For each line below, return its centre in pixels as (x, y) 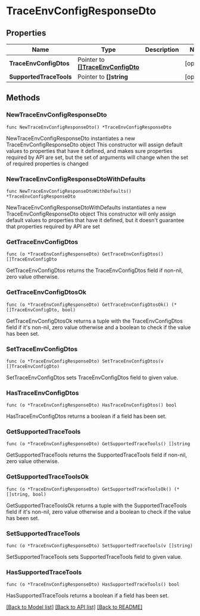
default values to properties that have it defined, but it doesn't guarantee (95, 220)
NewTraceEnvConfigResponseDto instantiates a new (71, 138)
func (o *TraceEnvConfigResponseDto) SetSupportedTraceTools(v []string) (100, 546)
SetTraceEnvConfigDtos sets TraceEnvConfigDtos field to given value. (92, 377)
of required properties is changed (47, 163)
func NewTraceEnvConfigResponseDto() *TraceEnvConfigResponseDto (89, 127)
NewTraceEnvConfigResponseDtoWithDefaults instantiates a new (86, 207)
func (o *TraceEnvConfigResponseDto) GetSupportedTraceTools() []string (98, 444)
